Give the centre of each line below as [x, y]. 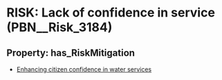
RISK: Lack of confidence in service [111, 13]
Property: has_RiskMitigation [71, 53]
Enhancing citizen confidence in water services [84, 69]
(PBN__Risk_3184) [59, 27]
